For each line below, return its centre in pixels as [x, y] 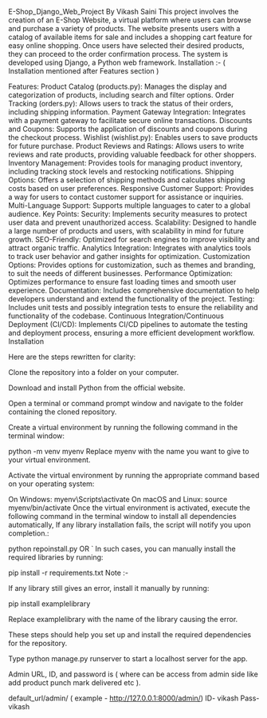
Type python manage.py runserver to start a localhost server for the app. [128, 658]
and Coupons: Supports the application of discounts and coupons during [128, 129]
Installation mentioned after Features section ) [84, 71]
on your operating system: [51, 484]
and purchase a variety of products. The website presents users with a [124, 28]
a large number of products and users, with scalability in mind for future [126, 231]
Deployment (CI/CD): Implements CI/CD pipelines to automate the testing [128, 324]
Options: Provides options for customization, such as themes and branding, [132, 265]
